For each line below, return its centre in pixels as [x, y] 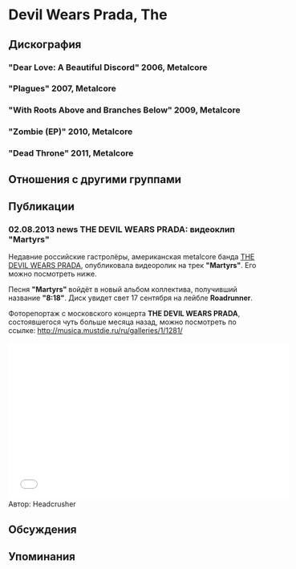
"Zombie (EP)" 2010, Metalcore [71, 132]
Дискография [45, 45]
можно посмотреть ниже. [53, 274]
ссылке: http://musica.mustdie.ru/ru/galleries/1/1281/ [95, 331]
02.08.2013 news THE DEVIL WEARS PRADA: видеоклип [122, 229]
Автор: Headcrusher [42, 504]
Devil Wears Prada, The [88, 15]
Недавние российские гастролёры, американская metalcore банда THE [132, 257]
